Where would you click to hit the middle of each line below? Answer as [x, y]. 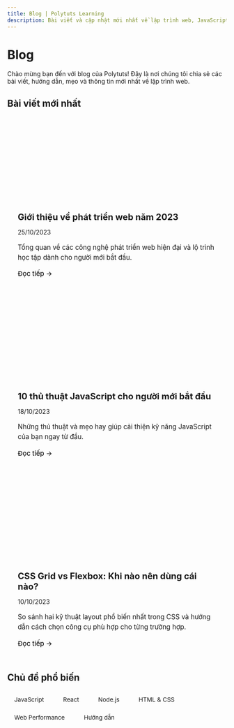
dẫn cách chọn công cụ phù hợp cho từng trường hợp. [102, 627]
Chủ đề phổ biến [44, 677]
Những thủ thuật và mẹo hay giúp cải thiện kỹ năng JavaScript [115, 427]
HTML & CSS [157, 700]
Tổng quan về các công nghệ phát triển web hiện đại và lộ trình [116, 247]
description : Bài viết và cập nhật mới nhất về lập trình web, [101, 20]
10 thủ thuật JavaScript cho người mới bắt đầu [114, 396]
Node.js [109, 700]
